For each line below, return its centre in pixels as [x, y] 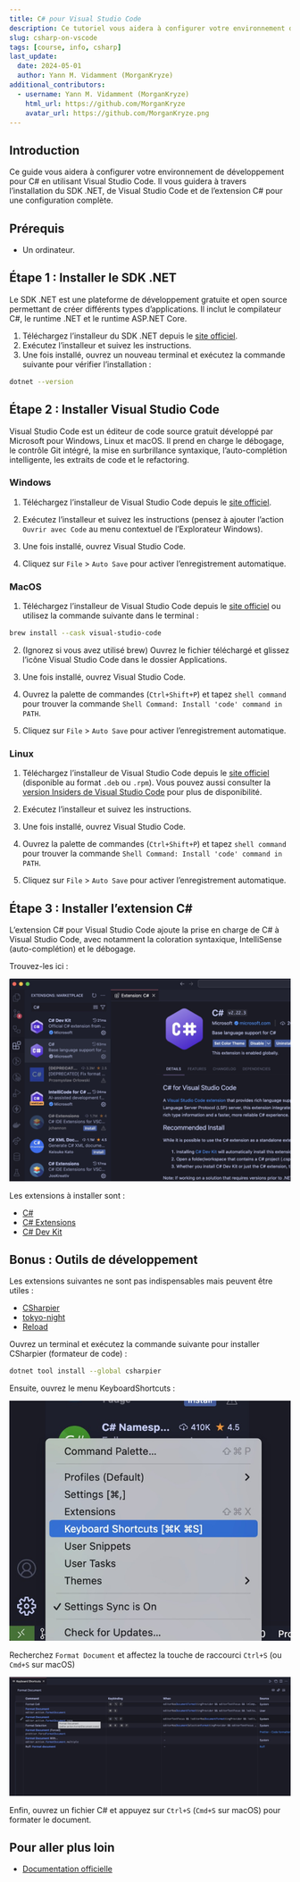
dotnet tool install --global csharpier [86, 1371]
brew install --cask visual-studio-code [86, 633]
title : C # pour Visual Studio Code [75, 19]
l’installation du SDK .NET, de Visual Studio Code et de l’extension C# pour [146, 191]
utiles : [21, 1291]
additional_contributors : [57, 85]
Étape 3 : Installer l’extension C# [101, 908]
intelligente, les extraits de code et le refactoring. [100, 459]
